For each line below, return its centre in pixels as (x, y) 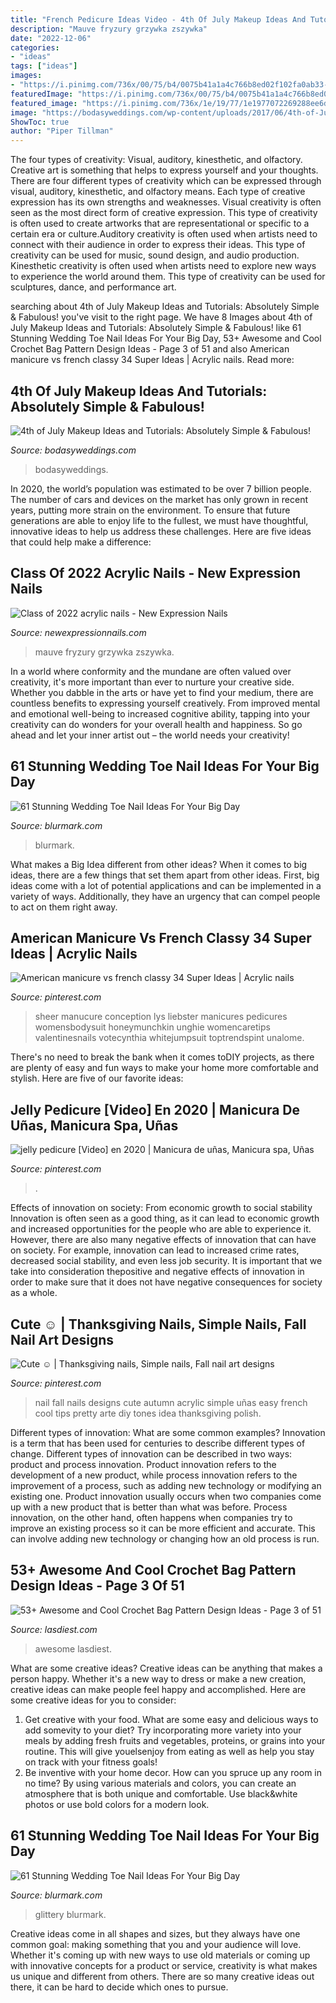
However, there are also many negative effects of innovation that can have (163, 1240)
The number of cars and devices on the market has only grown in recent (159, 499)
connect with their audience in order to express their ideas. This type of (158, 245)
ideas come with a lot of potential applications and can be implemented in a (166, 885)
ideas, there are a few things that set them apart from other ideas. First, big (165, 875)
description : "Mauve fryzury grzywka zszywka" (109, 29)
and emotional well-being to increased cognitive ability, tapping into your (160, 713)
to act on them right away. (64, 907)
